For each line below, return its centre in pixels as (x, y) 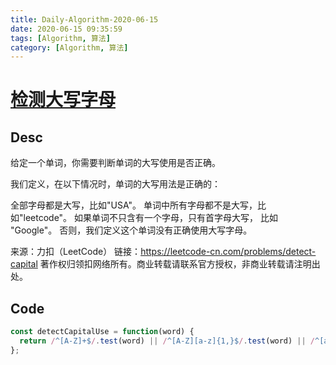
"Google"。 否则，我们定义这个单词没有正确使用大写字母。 (131, 230)
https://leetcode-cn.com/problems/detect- (228, 252)
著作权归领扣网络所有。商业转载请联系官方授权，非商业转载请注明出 (180, 264)
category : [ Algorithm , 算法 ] (69, 47)
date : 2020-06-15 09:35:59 (66, 29)
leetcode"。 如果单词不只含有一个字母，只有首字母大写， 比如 (150, 218)
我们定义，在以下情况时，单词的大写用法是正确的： (115, 184)
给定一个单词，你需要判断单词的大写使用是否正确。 (115, 163)
